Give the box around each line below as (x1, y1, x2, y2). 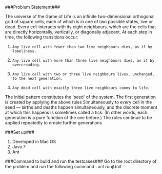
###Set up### (5, 129, 35, 135)
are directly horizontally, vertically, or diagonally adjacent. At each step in (5, 29, 152, 35)
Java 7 (12, 144, 26, 150)
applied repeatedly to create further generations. (5, 120, 103, 125)
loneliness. (12, 49, 37, 53)
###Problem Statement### (5, 4, 60, 10)
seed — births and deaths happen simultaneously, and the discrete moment (5, 104, 158, 110)
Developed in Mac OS (12, 139, 56, 144)
